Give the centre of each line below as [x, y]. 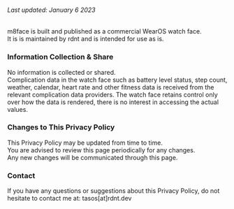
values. [17, 109]
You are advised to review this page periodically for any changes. [101, 150]
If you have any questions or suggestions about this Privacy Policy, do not [114, 191]
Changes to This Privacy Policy [61, 127]
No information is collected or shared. [62, 72]
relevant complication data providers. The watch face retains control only [112, 94]
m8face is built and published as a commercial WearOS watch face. [104, 31]
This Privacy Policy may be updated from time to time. [85, 143]
